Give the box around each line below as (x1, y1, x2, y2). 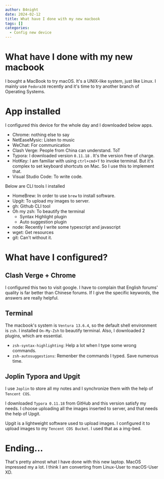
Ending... (5, 443, 43, 454)
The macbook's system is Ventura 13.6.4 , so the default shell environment (5, 322, 157, 328)
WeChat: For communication (12, 142, 70, 148)
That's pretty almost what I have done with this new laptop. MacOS (5, 459, 141, 465)
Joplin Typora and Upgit (5, 373, 80, 381)
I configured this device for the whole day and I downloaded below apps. (5, 122, 153, 128)
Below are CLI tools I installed (5, 183, 65, 189)
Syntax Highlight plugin (19, 213, 67, 219)
